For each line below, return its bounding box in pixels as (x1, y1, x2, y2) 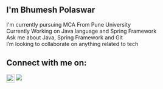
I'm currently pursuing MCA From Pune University (6, 21, 131, 28)
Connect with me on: (6, 58, 87, 68)
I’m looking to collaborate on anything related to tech (6, 40, 139, 47)
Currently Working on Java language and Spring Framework (6, 27, 157, 35)
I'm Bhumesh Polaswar (6, 5, 95, 15)
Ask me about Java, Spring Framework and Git (6, 33, 123, 41)
